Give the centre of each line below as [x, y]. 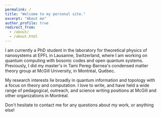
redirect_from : [20, 28]
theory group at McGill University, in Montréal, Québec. [60, 71]
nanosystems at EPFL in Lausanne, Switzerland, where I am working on [76, 55]
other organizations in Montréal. [37, 95]
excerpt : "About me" [26, 18]
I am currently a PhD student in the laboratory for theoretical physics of [76, 50]
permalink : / [18, 9]
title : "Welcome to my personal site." [45, 14]
